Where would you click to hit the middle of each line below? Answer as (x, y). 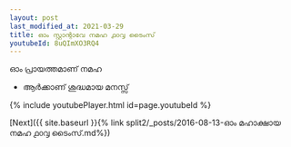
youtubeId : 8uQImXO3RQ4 (55, 43)
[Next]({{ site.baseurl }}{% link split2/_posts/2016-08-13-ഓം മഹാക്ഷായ (145, 122)
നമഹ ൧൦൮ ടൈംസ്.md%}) (60, 133)
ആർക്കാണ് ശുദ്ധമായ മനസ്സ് (75, 87)
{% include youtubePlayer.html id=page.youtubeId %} (110, 105)
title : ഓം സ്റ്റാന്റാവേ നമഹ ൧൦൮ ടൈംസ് (82, 34)
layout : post (34, 18)
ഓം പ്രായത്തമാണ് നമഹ (55, 69)
